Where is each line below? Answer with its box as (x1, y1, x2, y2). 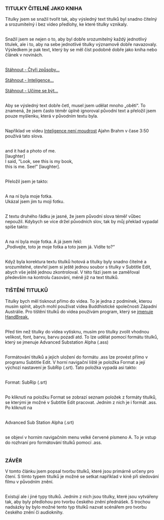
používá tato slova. (5, 133, 43, 139)
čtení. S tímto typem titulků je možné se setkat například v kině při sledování (5, 473, 159, 479)
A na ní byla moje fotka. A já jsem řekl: (5, 239, 82, 244)
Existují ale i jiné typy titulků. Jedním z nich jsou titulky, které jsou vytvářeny (5, 493, 159, 499)
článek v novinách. (5, 52, 43, 58)
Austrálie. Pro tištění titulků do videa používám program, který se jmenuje (5, 309, 153, 315)
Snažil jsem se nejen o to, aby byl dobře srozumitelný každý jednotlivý (5, 36, 147, 42)
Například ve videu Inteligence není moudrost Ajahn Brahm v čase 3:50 (5, 128, 149, 134)
